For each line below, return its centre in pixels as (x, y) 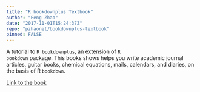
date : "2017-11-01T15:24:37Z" (45, 23)
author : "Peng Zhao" (32, 18)
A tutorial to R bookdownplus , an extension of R (64, 51)
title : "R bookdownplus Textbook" (50, 12)
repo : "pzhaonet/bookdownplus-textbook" (58, 29)
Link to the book (26, 83)
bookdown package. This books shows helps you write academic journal (95, 58)
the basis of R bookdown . (36, 71)
